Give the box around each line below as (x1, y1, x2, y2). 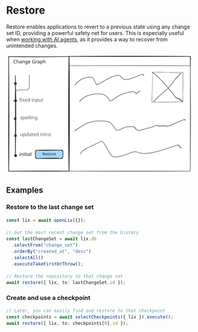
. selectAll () (11, 254, 44, 261)
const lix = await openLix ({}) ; (6, 217, 86, 223)
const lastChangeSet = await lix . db (6, 236, 97, 242)
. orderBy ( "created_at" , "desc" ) (11, 248, 92, 254)
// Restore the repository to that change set (6, 273, 123, 279)
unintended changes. (6, 42, 58, 49)
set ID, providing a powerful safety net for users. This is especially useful (6, 29, 184, 36)
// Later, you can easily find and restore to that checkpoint (6, 308, 166, 314)
